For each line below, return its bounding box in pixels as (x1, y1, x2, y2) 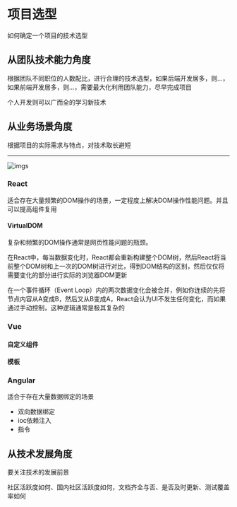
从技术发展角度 (7, 448, 73, 460)
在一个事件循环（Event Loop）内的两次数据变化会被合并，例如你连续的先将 (7, 286, 226, 294)
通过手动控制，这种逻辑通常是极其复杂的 (7, 303, 125, 312)
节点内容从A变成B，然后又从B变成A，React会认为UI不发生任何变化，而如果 (7, 295, 226, 303)
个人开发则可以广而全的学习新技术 (7, 98, 107, 106)
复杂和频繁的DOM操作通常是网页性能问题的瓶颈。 (7, 238, 152, 247)
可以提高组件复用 (7, 204, 57, 213)
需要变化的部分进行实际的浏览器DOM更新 (7, 271, 128, 279)
